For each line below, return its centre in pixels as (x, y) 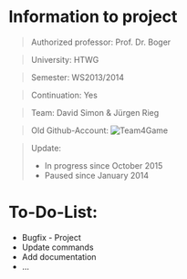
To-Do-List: (53, 212)
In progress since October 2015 (104, 165)
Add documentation (59, 256)
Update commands (57, 247)
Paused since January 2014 (97, 175)
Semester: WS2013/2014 (78, 77)
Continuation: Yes (64, 95)
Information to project (93, 17)
